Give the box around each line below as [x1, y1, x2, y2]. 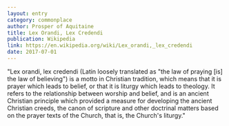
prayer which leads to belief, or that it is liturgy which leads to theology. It [7, 82, 215, 90]
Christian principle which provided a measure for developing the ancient [7, 96, 212, 105]
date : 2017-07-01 [7, 49, 57, 56]
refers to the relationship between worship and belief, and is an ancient [7, 89, 209, 97]
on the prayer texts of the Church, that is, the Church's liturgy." [7, 111, 186, 119]
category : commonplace [7, 17, 72, 23]
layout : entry [7, 10, 48, 17]
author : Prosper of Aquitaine [7, 23, 94, 30]
